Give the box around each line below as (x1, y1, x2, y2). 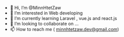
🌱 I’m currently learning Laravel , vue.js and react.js (10, 15, 117, 21)
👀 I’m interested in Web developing (10, 10, 83, 16)
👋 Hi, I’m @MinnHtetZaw (10, 5, 62, 10)
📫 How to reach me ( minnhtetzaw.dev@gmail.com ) (10, 26, 119, 32)
